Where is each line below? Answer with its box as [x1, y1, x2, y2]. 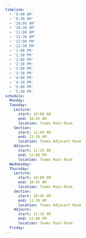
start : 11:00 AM [17, 130, 51, 135]
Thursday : [9, 166, 29, 171]
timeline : [5, 7, 25, 12]
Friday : [9, 225, 25, 230]
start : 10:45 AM [17, 194, 51, 198]
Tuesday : [9, 103, 27, 108]
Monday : [9, 98, 25, 103]
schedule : [5, 93, 25, 98]
